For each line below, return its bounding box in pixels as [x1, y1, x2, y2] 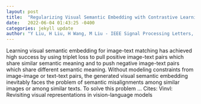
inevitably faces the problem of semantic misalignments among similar [6, 78, 180, 86]
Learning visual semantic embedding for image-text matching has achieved [6, 47, 193, 54]
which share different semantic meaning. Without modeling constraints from [6, 66, 194, 73]
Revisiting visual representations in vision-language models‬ [6, 92, 153, 99]
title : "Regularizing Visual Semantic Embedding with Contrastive [6, 14, 178, 20]
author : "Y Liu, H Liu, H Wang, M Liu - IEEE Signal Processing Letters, [6, 31, 194, 37]
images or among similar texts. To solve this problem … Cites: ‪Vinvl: [6, 85, 173, 92]
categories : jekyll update [6, 25, 74, 31]
